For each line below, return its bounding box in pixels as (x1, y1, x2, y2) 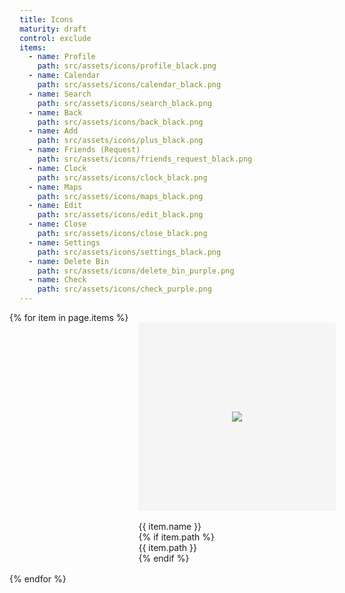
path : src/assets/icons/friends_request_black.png (37, 154, 253, 164)
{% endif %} (138, 552, 190, 564)
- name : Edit (28, 201, 83, 211)
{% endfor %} (9, 573, 67, 585)
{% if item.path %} (138, 531, 216, 543)
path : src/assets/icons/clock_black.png (37, 172, 208, 183)
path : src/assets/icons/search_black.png (37, 98, 212, 108)
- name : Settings (28, 237, 101, 248)
